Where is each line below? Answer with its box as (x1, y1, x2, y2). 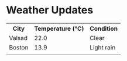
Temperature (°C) (34, 24, 84, 33)
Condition (90, 24, 118, 33)
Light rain (90, 43, 116, 51)
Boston (9, 43, 29, 51)
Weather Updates (6, 3, 94, 17)
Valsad (9, 34, 28, 42)
